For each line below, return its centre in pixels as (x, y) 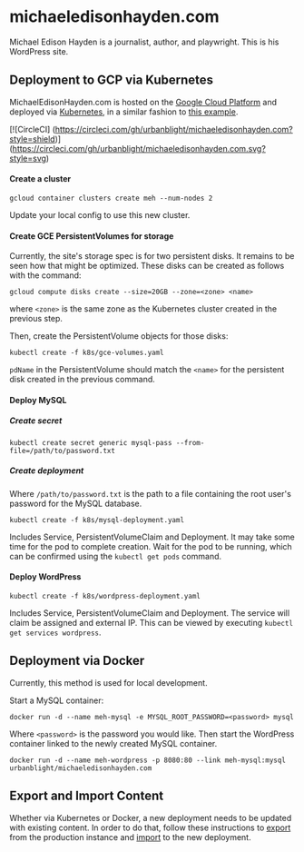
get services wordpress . (55, 632)
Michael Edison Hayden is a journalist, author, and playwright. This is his (144, 42)
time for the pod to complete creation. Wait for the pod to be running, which (151, 546)
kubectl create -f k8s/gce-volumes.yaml (87, 353)
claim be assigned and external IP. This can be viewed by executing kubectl (151, 622)
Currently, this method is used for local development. (108, 682)
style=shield (33, 139)
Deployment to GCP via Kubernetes (112, 80)
